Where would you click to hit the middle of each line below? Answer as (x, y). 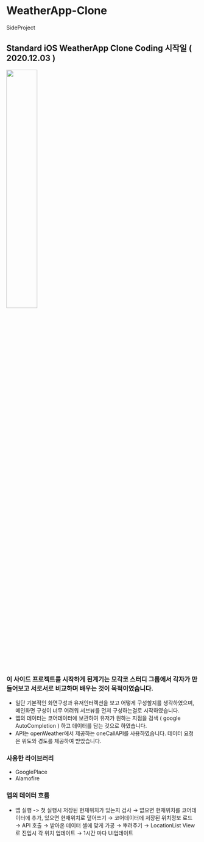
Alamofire (27, 778)
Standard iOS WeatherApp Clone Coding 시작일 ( (99, 49)
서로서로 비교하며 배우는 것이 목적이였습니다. (92, 688)
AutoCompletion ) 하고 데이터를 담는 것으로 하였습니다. (81, 726)
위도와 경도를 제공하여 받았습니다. (62, 741)
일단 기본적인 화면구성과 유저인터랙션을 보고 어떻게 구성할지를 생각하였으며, (105, 703)
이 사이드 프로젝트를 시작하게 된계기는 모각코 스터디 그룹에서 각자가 (98, 679)
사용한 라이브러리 (30, 758)
